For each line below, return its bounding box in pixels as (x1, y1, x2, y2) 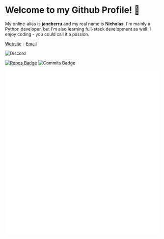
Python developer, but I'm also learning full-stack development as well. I (5, 26, 151, 32)
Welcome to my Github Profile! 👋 (5, 4, 140, 16)
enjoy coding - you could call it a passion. (5, 31, 89, 37)
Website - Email (5, 40, 37, 46)
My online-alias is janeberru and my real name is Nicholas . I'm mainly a (5, 21, 151, 27)
